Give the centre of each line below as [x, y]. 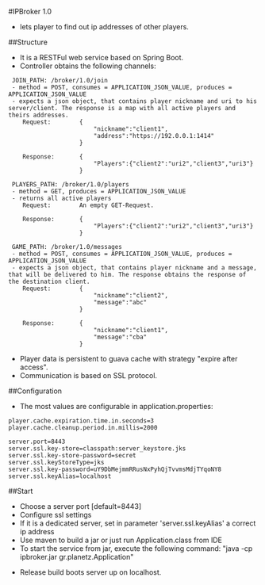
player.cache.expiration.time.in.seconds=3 [81, 421]
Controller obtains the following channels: [88, 66]
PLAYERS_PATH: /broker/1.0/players [70, 185]
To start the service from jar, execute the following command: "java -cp [136, 549]
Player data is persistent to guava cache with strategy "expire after [129, 359]
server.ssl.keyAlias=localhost [60, 476]
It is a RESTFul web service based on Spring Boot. [102, 57]
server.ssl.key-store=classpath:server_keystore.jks [97, 449]
